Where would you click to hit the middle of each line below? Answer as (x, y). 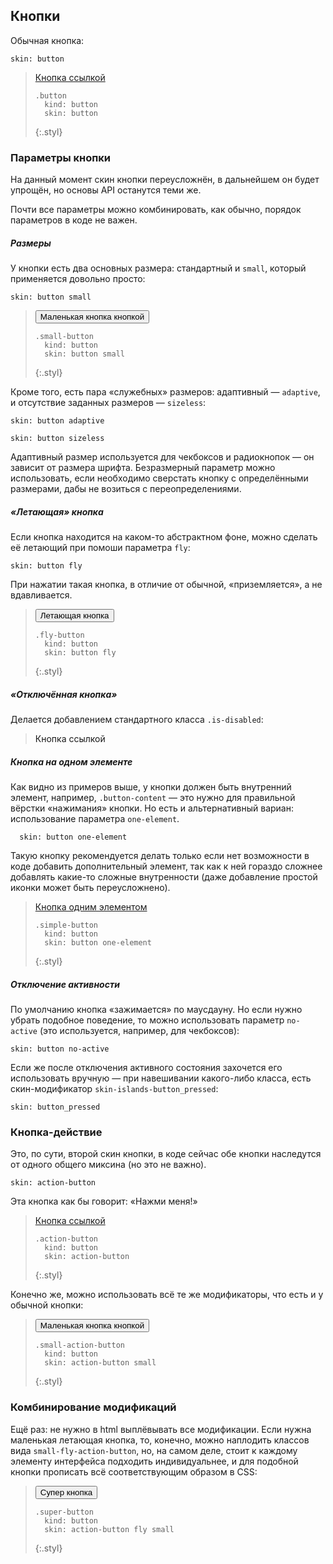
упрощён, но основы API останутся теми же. (106, 190)
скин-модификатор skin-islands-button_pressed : (114, 1088)
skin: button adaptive (57, 421)
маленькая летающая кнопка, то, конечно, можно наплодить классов (160, 1440)
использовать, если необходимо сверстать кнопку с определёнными (159, 478)
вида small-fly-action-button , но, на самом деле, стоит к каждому (154, 1450)
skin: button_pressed (55, 1107)
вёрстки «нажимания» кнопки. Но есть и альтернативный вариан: (152, 808)
